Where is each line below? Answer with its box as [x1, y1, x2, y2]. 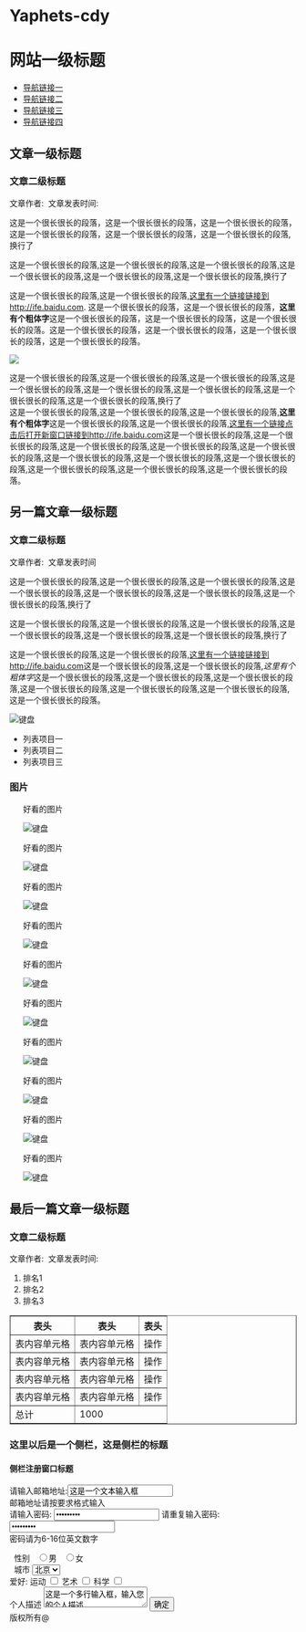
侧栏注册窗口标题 [9, 1463, 74, 1474]
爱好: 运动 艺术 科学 [9, 1575, 110, 1586]
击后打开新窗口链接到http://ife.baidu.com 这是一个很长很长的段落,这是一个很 [9, 429, 294, 440]
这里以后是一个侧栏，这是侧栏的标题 [9, 1438, 168, 1451]
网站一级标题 [9, 50, 107, 71]
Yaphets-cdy [9, 5, 110, 26]
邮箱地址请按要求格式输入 [9, 1497, 106, 1508]
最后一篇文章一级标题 [9, 1201, 129, 1217]
